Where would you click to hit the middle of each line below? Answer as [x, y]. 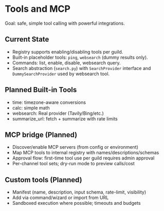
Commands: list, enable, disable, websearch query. [66, 63]
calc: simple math [31, 108]
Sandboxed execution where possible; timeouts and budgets [76, 203]
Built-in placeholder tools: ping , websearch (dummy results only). [80, 57]
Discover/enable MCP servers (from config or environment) [75, 147]
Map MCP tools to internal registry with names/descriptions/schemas [86, 153]
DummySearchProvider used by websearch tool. [61, 74]
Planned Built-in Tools [41, 90]
